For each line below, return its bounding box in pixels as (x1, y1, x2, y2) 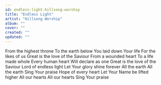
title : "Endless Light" (5, 12, 54, 17)
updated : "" (5, 35, 29, 40)
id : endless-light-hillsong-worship (5, 7, 80, 12)
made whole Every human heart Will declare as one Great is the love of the (5, 58, 156, 64)
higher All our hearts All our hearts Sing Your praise (5, 74, 109, 80)
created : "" (5, 30, 29, 35)
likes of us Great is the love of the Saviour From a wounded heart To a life (5, 53, 154, 59)
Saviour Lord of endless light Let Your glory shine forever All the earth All (5, 63, 153, 69)
